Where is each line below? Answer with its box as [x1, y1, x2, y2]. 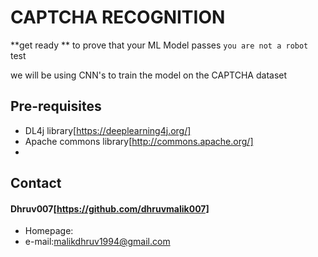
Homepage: [24, 225, 74, 237]
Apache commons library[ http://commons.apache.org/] [24, 135, 254, 147]
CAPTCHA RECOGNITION [10, 6, 226, 29]
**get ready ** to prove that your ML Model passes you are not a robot [10, 39, 309, 51]
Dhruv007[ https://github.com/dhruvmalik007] [10, 202, 210, 215]
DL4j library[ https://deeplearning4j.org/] [24, 124, 192, 136]
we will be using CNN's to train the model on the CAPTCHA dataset [10, 69, 288, 81]
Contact [10, 175, 62, 192]
